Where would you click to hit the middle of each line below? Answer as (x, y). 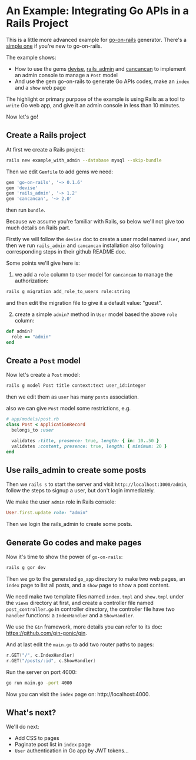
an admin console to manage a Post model (66, 75)
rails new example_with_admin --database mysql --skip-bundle (84, 160)
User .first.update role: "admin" (47, 513)
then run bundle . (26, 210)
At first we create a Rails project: (46, 149)
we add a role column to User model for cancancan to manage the (94, 275)
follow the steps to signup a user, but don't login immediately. (81, 491)
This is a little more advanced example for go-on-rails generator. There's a (97, 40)
